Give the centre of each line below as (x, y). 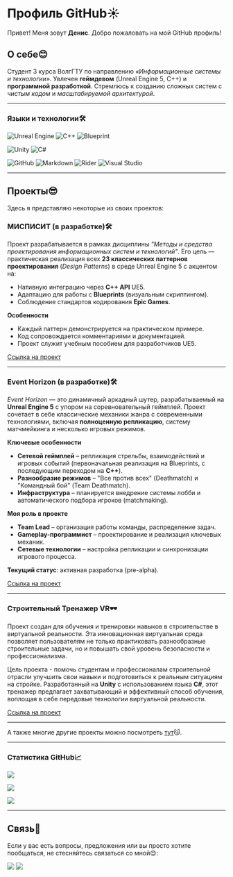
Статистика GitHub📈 (44, 757)
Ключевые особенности (44, 442)
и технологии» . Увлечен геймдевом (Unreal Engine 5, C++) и (97, 78)
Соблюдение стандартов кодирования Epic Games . (94, 302)
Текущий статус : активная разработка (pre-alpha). (83, 570)
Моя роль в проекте (37, 514)
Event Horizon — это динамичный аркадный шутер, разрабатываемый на (116, 400)
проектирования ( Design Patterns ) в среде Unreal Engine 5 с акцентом (112, 267)
